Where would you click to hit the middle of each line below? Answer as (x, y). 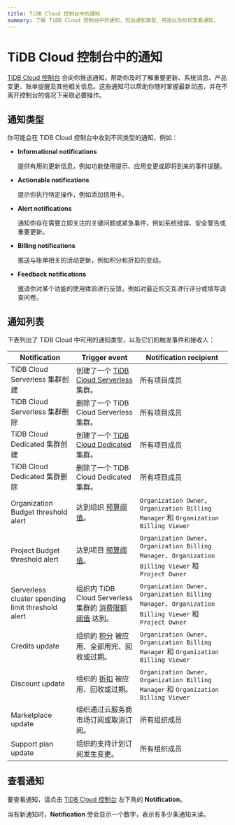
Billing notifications (46, 246)
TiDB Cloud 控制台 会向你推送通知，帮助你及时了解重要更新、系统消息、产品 (117, 78)
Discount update (38, 684)
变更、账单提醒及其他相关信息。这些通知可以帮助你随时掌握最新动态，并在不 (117, 86)
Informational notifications (57, 152)
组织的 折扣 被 (99, 679)
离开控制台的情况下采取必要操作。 (56, 95)
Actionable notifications (53, 180)
